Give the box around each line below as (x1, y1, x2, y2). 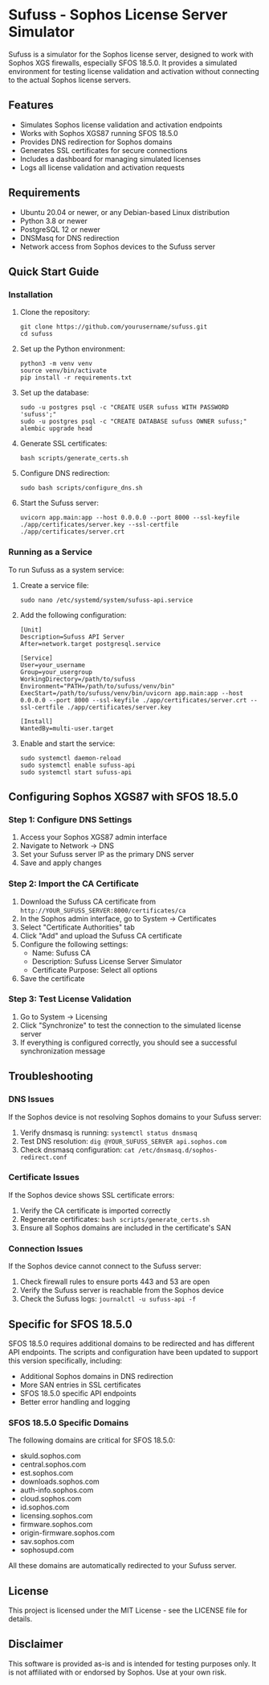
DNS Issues (8, 1094, 55, 1105)
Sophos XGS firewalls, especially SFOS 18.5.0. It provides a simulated (8, 58, 238, 68)
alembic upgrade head (19, 424, 92, 433)
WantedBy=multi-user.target (19, 724, 114, 732)
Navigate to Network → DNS (19, 841, 115, 851)
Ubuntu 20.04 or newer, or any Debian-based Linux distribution (19, 207, 230, 217)
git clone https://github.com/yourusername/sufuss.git (19, 323, 208, 331)
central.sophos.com (19, 1459, 87, 1469)
